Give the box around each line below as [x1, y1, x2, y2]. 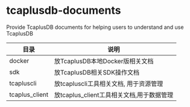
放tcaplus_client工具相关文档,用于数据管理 [54, 91, 174, 99]
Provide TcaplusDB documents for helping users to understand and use [6, 23, 184, 31]
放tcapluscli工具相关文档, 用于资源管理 [54, 79, 163, 88]
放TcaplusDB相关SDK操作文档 [54, 68, 140, 76]
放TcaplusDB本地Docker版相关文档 [54, 57, 154, 65]
